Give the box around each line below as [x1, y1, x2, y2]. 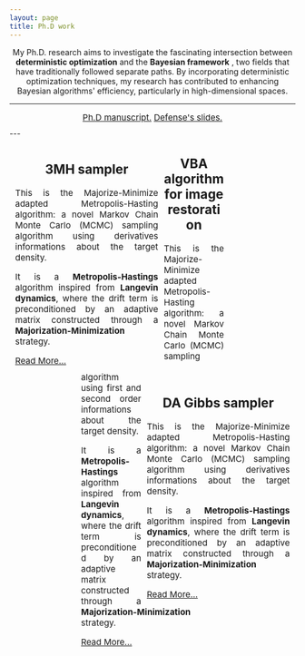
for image [163, 186, 224, 202]
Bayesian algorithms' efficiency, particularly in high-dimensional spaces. [16, 85, 289, 96]
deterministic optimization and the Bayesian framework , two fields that [15, 56, 290, 67]
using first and [81, 382, 142, 394]
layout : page [9, 13, 59, 23]
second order [81, 392, 142, 405]
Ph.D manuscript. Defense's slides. [82, 111, 223, 123]
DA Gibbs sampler [162, 395, 274, 411]
